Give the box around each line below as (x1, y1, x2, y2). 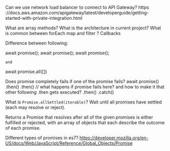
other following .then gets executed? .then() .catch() (5, 89, 114, 95)
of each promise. (5, 125, 41, 131)
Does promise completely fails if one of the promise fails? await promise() (5, 79, 159, 84)
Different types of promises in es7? (5, 135, 79, 141)
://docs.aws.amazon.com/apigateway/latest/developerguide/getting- (5, 10, 149, 16)
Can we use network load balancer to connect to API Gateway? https (5, 5, 149, 10)
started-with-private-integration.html (5, 15, 83, 21)
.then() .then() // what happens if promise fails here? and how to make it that (5, 84, 165, 90)
